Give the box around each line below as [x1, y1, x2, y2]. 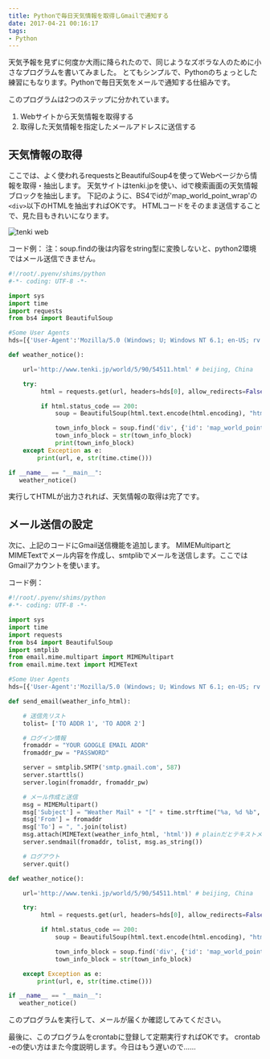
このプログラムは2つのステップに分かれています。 [8, 94, 174, 105]
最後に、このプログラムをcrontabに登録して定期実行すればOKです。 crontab [8, 1032, 260, 1042]
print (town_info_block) [55, 439, 135, 447]
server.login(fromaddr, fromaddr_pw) [22, 779, 149, 787]
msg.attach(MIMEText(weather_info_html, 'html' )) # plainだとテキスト [22, 831, 257, 839]
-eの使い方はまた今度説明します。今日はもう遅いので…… [8, 1042, 196, 1052]
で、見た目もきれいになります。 [8, 211, 114, 221]
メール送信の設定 [8, 517, 93, 531]
